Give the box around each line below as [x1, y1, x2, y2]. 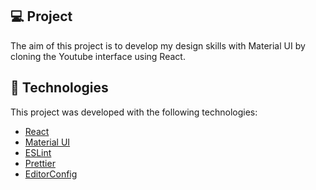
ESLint [24, 146, 52, 158]
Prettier [24, 157, 56, 169]
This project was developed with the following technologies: [10, 106, 258, 118]
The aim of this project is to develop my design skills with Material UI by [10, 39, 306, 52]
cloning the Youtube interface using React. [10, 50, 186, 62]
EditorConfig [24, 168, 78, 180]
